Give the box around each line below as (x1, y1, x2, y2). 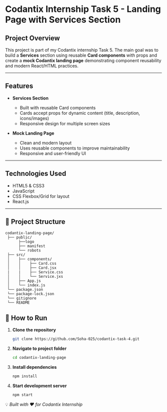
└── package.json (7, 287, 43, 292)
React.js (12, 198, 29, 204)
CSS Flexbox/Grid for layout (12, 193, 70, 199)
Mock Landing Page (12, 130, 55, 136)
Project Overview (5, 34, 60, 42)
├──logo (18, 240, 35, 245)
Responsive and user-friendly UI (19, 150, 86, 156)
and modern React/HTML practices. (5, 63, 79, 69)
